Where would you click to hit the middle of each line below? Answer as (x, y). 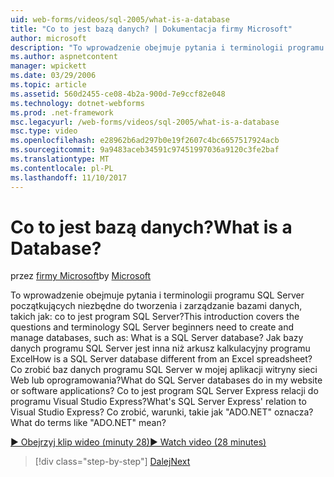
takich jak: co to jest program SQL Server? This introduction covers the (155, 317)
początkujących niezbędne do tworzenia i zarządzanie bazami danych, (156, 306)
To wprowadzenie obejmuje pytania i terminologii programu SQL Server (157, 295)
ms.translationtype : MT (60, 159)
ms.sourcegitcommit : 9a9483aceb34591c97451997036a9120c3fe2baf (145, 150)
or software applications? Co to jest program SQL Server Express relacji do (164, 391)
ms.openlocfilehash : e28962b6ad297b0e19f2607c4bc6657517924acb (145, 141)
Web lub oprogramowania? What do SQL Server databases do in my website (166, 380)
